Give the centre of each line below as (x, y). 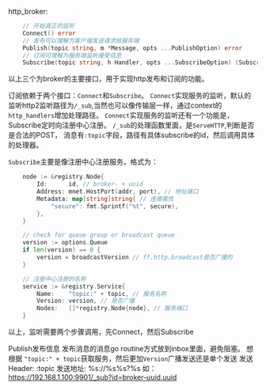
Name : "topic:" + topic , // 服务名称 (102, 293)
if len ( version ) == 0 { (62, 250)
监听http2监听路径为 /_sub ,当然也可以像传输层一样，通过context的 (115, 105)
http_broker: (28, 11)
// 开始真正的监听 (49, 26)
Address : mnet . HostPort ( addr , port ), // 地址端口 (118, 191)
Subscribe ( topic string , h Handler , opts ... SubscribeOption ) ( (131, 62)
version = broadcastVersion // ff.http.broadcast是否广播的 (135, 257)
